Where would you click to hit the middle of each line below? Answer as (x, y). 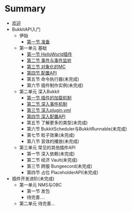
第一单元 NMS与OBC (40, 185)
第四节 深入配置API (46, 116)
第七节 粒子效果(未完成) (51, 135)
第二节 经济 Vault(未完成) (52, 160)
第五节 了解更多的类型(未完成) (57, 122)
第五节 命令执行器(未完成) (53, 79)
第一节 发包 (38, 191)
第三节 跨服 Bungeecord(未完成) (60, 166)
